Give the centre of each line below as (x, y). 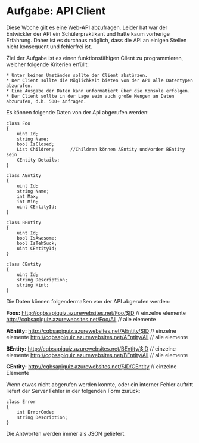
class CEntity (24, 264)
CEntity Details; (38, 160)
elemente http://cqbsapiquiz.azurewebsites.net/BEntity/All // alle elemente (97, 355)
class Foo (18, 123)
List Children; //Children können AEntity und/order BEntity (101, 149)
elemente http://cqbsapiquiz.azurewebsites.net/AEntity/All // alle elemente (97, 337)
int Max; (28, 196)
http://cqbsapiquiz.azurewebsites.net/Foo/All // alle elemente (81, 319)
